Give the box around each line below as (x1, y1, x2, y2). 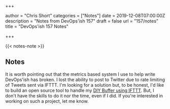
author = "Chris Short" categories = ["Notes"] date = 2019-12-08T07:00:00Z (5, 13, 165, 18)
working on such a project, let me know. (5, 98, 89, 104)
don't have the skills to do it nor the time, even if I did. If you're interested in (5, 92, 163, 99)
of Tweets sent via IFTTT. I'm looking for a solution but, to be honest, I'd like (5, 82, 164, 88)
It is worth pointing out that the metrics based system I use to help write (5, 71, 156, 77)
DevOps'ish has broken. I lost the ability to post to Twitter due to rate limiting (5, 77, 165, 83)
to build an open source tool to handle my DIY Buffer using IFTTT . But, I (5, 87, 154, 93)
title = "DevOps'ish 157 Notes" (5, 23, 69, 29)
